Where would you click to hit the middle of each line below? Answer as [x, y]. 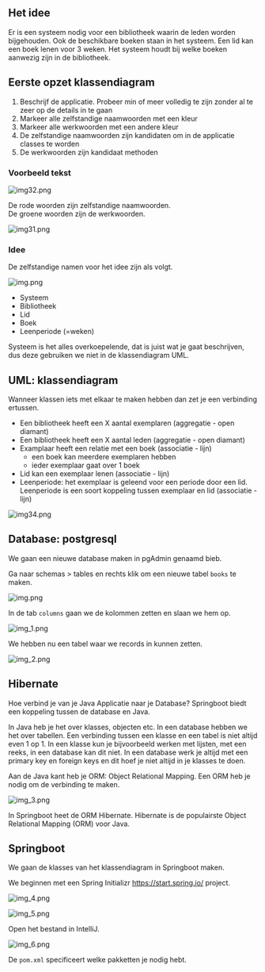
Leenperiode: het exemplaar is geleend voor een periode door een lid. [133, 482]
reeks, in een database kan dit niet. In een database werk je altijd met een [128, 752]
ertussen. [24, 408]
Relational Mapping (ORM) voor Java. [69, 824]
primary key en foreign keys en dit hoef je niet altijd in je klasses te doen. [127, 760]
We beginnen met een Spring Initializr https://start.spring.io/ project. [119, 883]
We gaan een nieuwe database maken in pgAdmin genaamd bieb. [115, 558]
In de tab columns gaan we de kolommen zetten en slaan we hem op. [119, 613]
